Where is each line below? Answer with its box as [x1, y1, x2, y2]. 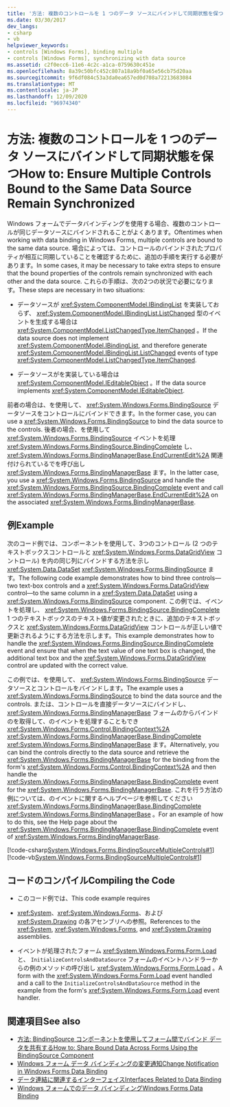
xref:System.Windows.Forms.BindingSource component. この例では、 [7, 597, 205, 605]
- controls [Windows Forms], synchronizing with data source [7, 55, 186, 62]
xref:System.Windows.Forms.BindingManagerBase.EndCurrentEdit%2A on [7, 490, 218, 499]
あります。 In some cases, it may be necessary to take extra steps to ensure [7, 261, 221, 269]
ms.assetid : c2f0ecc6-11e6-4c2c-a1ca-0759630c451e [7, 61, 155, 68]
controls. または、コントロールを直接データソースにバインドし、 [7, 700, 190, 708]
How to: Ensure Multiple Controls [19, 166, 211, 182]
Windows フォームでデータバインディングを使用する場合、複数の [7, 219, 191, 227]
